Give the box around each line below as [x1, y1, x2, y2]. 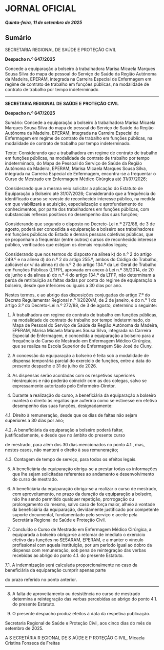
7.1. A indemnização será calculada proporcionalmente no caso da [5, 562, 138, 568]
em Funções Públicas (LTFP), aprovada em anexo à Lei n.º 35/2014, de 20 [5, 266, 154, 272]
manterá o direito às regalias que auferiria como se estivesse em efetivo [12, 397, 157, 403]
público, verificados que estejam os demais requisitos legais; [5, 241, 128, 247]
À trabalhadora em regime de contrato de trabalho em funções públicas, [12, 312, 158, 317]
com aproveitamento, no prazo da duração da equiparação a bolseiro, [12, 491, 153, 497]
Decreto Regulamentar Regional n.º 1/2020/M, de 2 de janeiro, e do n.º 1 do [5, 297, 157, 303]
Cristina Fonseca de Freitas [5, 640, 60, 646]
